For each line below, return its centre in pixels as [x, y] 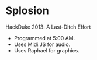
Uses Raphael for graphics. [46, 50]
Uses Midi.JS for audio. [42, 44]
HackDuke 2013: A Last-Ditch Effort [48, 27]
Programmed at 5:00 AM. [44, 38]
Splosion [27, 11]
